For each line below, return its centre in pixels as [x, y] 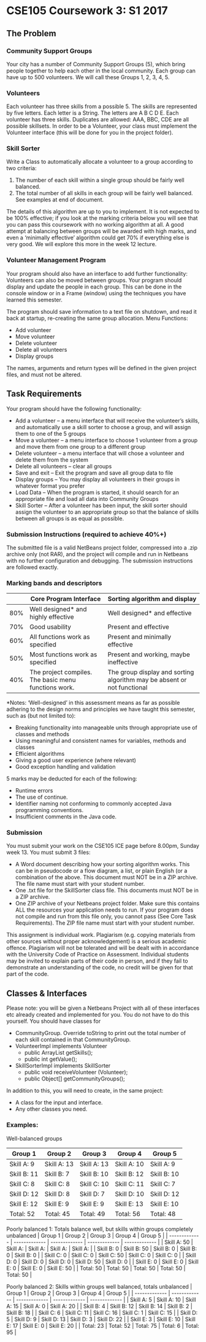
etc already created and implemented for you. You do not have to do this [98, 1015]
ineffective [123, 662]
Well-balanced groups [34, 1138]
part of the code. [28, 974]
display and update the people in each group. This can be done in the [94, 287]
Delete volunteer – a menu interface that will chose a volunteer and [100, 453]
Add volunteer [33, 330]
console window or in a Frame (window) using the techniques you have [96, 293]
